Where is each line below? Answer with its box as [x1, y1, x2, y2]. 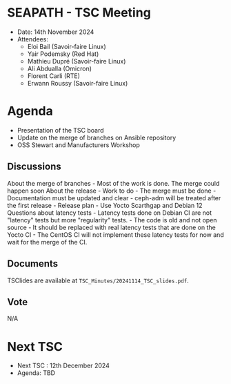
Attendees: [17, 35, 48, 43]
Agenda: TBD [17, 369, 56, 377]
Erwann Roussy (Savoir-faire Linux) [27, 79, 128, 87]
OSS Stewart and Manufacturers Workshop [17, 140, 140, 149]
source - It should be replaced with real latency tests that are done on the [7, 223, 216, 231]
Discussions [7, 161, 61, 173]
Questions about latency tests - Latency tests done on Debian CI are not [7, 209, 212, 217]
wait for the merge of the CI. [7, 238, 88, 246]
